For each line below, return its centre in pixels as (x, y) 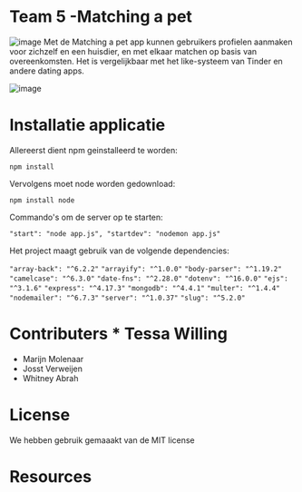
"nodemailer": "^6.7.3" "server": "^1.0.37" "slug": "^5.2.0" (127, 298)
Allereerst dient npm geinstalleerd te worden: (94, 150)
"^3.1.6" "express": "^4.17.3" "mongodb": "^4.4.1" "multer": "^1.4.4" (145, 288)
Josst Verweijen (53, 369)
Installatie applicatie (88, 125)
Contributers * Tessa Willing (119, 334)
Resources (51, 476)
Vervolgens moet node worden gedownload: (93, 183)
